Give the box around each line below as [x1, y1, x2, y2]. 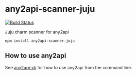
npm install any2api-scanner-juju [5, 38, 75, 43]
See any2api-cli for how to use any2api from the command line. [5, 64, 132, 70]
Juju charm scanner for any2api [5, 29, 69, 35]
